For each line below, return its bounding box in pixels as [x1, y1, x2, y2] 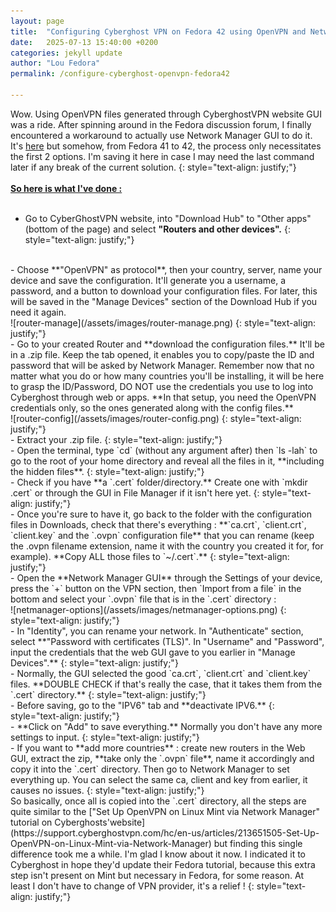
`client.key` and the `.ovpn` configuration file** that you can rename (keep [10, 529, 315, 541]
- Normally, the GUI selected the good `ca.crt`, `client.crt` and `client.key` [10, 667, 312, 679]
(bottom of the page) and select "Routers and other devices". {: [24, 223, 291, 235]
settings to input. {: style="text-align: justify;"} [10, 731, 200, 743]
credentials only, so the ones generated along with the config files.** [10, 401, 294, 414]
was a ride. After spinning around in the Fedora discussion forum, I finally [10, 118, 312, 130]
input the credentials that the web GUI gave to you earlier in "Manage [10, 646, 296, 658]
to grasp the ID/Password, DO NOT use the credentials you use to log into [10, 380, 314, 392]
